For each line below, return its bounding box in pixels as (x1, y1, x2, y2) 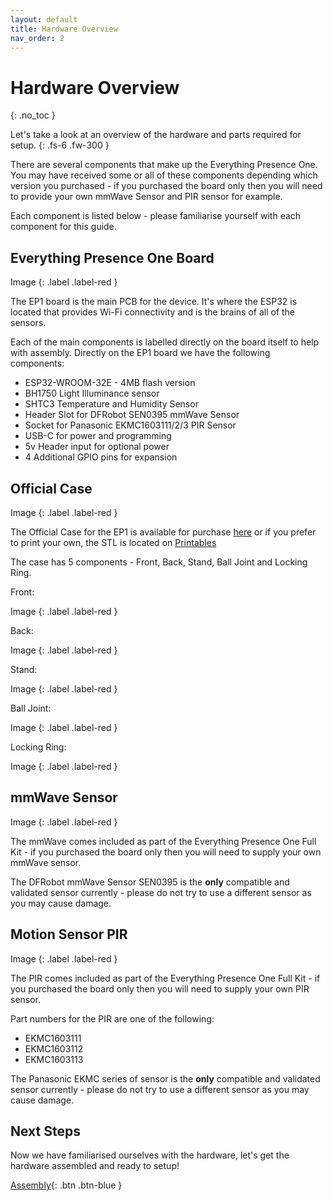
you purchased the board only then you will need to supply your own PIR (10, 982, 310, 995)
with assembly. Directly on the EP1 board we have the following (10, 347, 271, 359)
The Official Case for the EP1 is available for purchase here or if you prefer (10, 526, 317, 538)
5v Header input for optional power (24, 441, 170, 453)
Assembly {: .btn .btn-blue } (10, 1179, 123, 1191)
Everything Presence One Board (10, 249, 215, 266)
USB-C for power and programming (24, 430, 172, 442)
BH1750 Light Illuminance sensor (24, 387, 160, 400)
